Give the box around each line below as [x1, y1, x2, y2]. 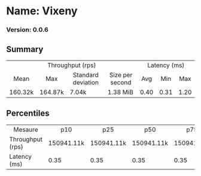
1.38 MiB [107, 88, 133, 96]
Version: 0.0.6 [6, 26, 49, 34]
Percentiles [6, 108, 50, 119]
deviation [72, 78, 99, 86]
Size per [109, 71, 133, 79]
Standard [72, 71, 99, 79]
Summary [6, 44, 44, 54]
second [110, 78, 132, 86]
